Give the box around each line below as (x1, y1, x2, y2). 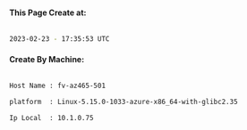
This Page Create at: (9, 7, 87, 18)
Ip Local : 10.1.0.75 (9, 114, 94, 123)
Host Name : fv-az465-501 (9, 81, 106, 91)
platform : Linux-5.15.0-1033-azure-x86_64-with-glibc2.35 (9, 98, 239, 107)
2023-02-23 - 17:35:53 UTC (9, 35, 110, 44)
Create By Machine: (9, 53, 85, 64)
